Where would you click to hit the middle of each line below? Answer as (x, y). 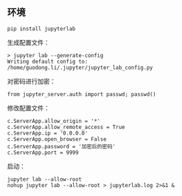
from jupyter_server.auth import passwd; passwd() (82, 94)
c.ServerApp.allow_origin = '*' (54, 121)
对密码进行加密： (31, 81)
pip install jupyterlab (42, 29)
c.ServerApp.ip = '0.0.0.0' (48, 133)
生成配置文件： (28, 42)
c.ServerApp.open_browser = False (57, 139)
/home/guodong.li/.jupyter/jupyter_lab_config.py (80, 68)
